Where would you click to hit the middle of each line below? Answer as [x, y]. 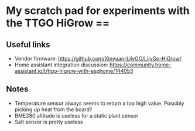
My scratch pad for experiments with [98, 11]
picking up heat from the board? [53, 109]
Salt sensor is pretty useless [49, 122]
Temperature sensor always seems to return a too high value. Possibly [99, 103]
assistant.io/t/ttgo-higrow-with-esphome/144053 [74, 71]
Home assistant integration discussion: [61, 65]
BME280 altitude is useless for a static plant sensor [76, 115]
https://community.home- [140, 65]
